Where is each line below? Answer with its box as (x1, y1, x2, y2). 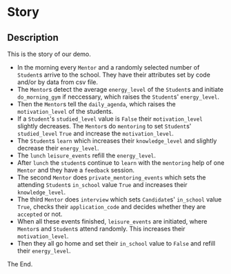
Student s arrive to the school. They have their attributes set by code (17, 70, 210, 79)
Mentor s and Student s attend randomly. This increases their (17, 225, 185, 233)
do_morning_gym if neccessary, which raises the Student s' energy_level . (17, 92, 219, 101)
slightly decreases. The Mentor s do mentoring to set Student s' (17, 122, 192, 130)
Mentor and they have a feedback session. (17, 166, 134, 174)
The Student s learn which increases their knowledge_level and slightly (17, 137, 217, 145)
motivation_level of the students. (17, 108, 114, 115)
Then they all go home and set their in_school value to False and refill (17, 239, 216, 247)
